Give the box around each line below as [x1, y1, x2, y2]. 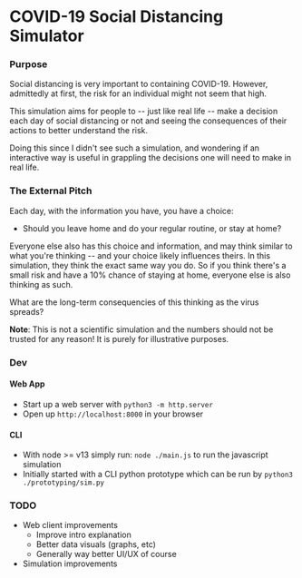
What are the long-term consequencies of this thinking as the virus [9, 297, 259, 308]
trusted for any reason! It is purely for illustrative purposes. [9, 333, 229, 344]
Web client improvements [22, 520, 118, 531]
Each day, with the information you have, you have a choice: [9, 205, 234, 216]
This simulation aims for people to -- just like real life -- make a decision [9, 106, 278, 117]
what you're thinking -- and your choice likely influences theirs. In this [9, 250, 270, 260]
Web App [9, 378, 45, 389]
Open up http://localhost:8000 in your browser [22, 408, 204, 419]
